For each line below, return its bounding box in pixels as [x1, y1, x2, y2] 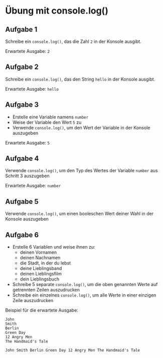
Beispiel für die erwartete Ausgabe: [5, 307, 79, 313]
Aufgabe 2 [5, 63, 39, 71]
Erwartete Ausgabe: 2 [5, 48, 50, 54]
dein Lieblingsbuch [20, 276, 60, 282]
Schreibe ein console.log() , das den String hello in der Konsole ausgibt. [5, 76, 155, 82]
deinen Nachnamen [20, 255, 61, 261]
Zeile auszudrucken [12, 298, 54, 304]
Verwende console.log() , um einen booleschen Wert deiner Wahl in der [5, 210, 154, 217]
